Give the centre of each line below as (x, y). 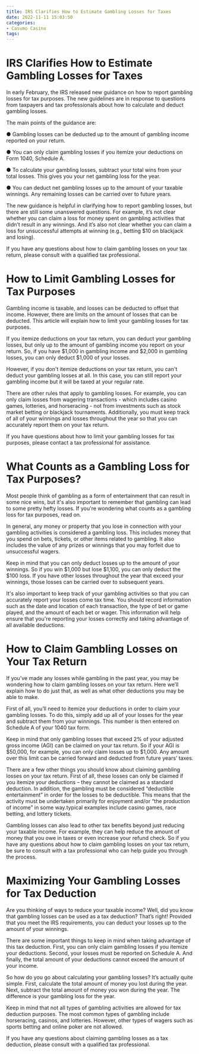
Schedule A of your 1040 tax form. (48, 727)
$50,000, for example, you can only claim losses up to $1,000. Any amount (98, 751)
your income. (22, 965)
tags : (13, 34)
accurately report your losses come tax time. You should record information (99, 600)
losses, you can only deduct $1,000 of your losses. (68, 358)
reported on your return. (36, 141)
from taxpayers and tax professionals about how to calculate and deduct (95, 105)
